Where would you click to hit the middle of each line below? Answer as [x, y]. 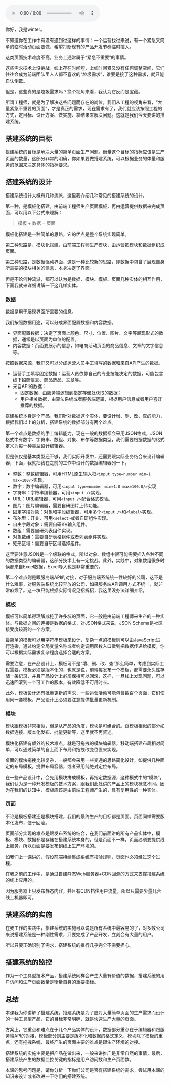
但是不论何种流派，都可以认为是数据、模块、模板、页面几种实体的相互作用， [85, 279]
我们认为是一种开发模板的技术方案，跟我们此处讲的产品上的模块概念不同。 [83, 783]
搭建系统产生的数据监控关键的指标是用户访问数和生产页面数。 [70, 1059]
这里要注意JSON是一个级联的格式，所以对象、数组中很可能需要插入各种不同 [84, 554]
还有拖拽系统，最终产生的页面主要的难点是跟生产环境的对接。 [78, 1042]
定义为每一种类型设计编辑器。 [36, 446]
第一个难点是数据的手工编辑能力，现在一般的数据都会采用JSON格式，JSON [84, 433]
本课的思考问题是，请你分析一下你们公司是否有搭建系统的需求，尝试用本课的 [85, 1070]
